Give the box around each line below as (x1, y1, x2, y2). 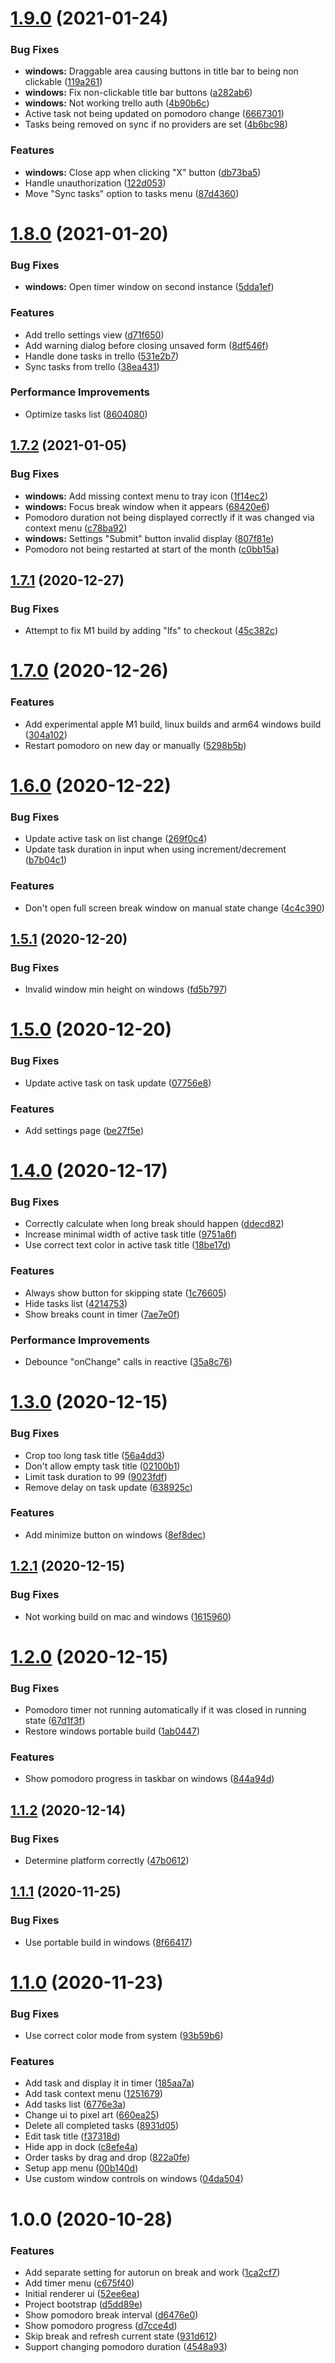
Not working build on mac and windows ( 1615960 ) (24, 1610, 232, 1622)
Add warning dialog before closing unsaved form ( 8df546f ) (24, 339, 269, 351)
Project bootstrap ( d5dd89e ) (24, 2298, 143, 2310)
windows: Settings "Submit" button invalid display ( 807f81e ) (24, 532, 275, 544)
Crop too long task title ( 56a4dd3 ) (24, 1449, 166, 1461)
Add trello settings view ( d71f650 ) (24, 328, 165, 341)
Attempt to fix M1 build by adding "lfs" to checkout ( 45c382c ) (24, 625, 279, 637)
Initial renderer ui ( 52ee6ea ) (24, 2287, 140, 2299)
